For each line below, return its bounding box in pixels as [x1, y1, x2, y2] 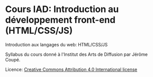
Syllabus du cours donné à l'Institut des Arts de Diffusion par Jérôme [5, 51, 148, 57]
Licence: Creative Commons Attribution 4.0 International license [5, 66, 137, 72]
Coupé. [5, 56, 21, 62]
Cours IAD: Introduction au [5, 4, 119, 15]
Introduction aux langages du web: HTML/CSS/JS [5, 41, 108, 47]
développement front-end [5, 14, 116, 26]
